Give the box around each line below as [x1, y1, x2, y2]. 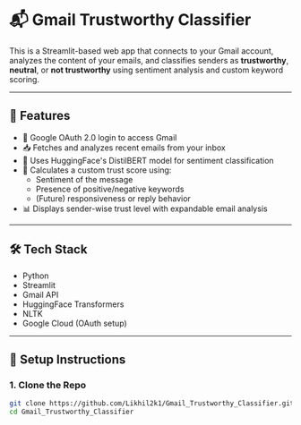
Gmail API [21, 289, 59, 300]
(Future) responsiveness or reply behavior [35, 192, 191, 204]
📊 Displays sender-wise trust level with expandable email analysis [21, 203, 268, 214]
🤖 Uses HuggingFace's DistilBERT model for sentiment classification [21, 155, 275, 166]
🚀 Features [9, 108, 71, 123]
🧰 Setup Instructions [9, 352, 126, 367]
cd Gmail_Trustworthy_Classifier [9, 407, 134, 417]
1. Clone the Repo [9, 378, 87, 391]
